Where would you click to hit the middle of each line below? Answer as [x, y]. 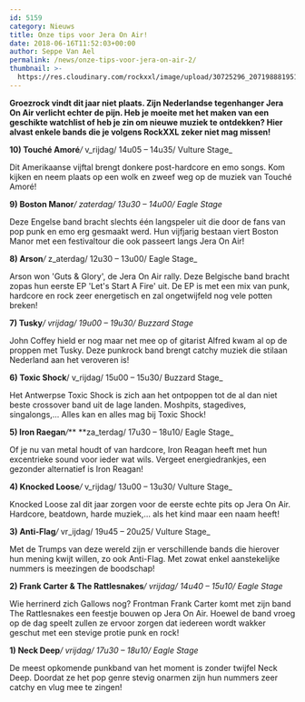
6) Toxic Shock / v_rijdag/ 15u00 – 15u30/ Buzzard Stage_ [116, 377]
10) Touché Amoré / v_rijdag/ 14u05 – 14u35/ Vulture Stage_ [121, 149]
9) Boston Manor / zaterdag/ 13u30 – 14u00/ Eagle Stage [116, 204]
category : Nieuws [42, 26]
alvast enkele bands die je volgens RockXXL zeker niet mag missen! [140, 132]
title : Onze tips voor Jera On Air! [79, 35]
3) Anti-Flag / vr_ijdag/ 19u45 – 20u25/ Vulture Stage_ [110, 531]
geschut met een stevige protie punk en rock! [94, 632]
